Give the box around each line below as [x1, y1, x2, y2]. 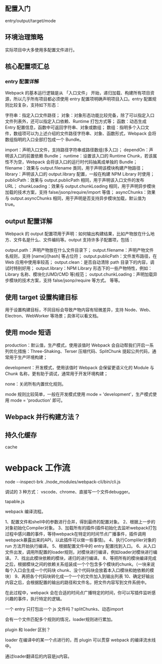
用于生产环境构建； [9, 354, 47, 360]
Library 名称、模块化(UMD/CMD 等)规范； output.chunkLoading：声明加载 [5, 271, 153, 277]
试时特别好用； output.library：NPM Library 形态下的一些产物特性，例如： [5, 266, 152, 271]
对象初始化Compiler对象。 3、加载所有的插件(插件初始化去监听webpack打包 [5, 525, 157, 531]
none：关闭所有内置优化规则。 [5, 381, 66, 387]
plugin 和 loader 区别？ [5, 627, 51, 632]
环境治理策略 [5, 33, 44, 41]
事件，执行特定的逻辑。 [17, 596, 64, 601]
